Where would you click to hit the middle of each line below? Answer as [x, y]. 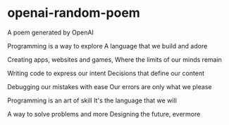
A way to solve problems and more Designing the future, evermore [104, 114]
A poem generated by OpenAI [50, 32]
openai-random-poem [74, 13]
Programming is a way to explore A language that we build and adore [107, 46]
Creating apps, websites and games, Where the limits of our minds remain [114, 59]
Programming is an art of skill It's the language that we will [92, 100]
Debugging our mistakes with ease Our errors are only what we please [110, 86]
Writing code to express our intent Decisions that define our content [106, 73]
